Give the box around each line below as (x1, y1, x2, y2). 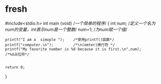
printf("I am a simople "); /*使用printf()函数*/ (5, 37, 114, 42)
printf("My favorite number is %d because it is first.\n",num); (5, 47, 141, 52)
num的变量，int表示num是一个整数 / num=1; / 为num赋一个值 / (5, 26, 128, 32)
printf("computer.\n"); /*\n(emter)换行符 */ (5, 42, 115, 47)
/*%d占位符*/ (5, 52, 29, 57)
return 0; (5, 65, 26, 70)
